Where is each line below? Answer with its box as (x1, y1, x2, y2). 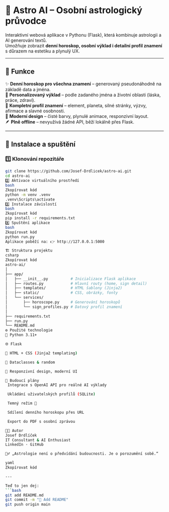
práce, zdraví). (5, 97, 36, 103)
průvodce (5, 15, 47, 27)
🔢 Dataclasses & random (5, 360, 55, 365)
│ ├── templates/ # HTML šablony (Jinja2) (5, 286, 123, 291)
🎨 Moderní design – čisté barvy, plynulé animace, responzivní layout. (5, 113, 149, 119)
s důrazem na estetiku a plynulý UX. (5, 48, 80, 54)
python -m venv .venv (5, 192, 51, 197)
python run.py (5, 234, 35, 239)
